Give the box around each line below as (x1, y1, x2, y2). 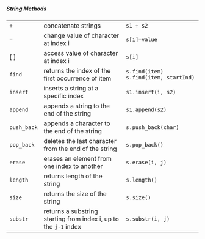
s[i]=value (126, 35, 157, 43)
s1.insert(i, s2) (126, 89, 176, 95)
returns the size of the (43, 189, 107, 198)
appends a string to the (43, 101, 110, 110)
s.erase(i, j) (126, 159, 167, 166)
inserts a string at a (43, 84, 99, 92)
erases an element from (43, 154, 112, 163)
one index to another (43, 162, 103, 171)
